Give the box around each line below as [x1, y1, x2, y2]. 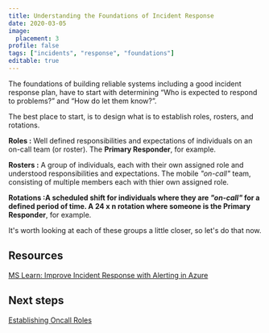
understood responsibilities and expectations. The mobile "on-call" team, [8, 169, 251, 178]
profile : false [8, 42, 60, 50]
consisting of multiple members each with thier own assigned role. [8, 177, 230, 186]
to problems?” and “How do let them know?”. [8, 96, 157, 106]
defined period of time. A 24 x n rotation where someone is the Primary [8, 201, 251, 210]
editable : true [8, 57, 60, 65]
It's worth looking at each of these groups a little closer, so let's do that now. [8, 225, 262, 235]
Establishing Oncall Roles [8, 315, 93, 325]
